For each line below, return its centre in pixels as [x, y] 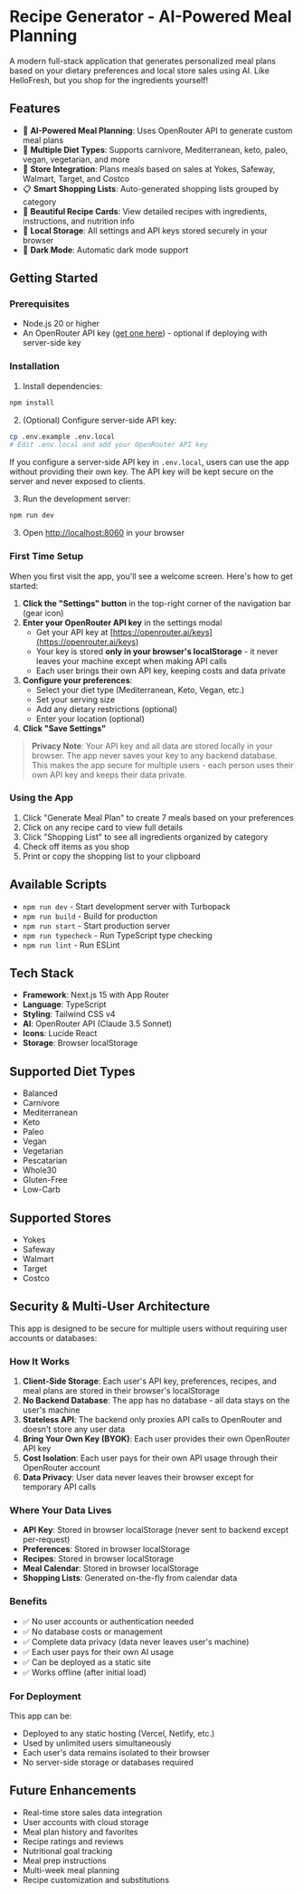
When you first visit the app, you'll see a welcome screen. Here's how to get [151, 576]
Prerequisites [39, 304]
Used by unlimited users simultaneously [97, 1743]
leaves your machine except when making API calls [132, 661]
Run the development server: [76, 499]
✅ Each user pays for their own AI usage [98, 1651]
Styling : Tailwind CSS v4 [69, 1014]
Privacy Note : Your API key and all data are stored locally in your [152, 746]
